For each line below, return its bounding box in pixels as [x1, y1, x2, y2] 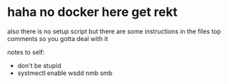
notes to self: [7, 48, 45, 56]
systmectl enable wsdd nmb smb [17, 69, 113, 77]
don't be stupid [17, 61, 61, 69]
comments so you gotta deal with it [7, 34, 108, 42]
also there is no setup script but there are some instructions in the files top [7, 27, 221, 35]
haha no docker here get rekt [7, 4, 178, 20]
